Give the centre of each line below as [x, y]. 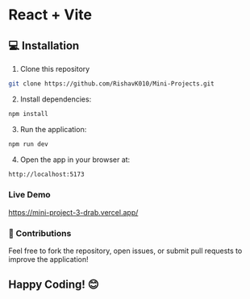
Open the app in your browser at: [75, 160]
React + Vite [50, 15]
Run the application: [53, 129]
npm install [28, 114]
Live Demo [29, 195]
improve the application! [48, 260]
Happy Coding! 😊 [54, 285]
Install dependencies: [56, 99]
